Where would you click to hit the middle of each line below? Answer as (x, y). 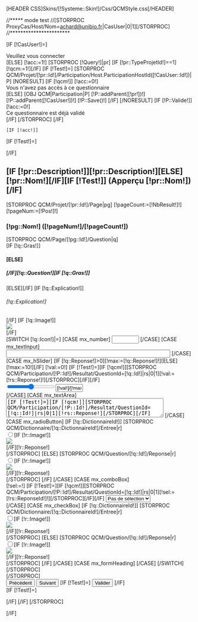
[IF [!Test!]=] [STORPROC (74, 69)
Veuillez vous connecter (36, 56)
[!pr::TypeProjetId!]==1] (148, 62)
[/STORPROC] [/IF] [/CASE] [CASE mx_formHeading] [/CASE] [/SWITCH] (95, 563)
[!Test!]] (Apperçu (110, 181)
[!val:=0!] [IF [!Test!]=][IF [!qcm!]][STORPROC (101, 367)
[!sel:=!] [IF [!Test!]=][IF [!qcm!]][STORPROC (60, 485)
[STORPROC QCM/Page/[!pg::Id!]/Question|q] (62, 239)
